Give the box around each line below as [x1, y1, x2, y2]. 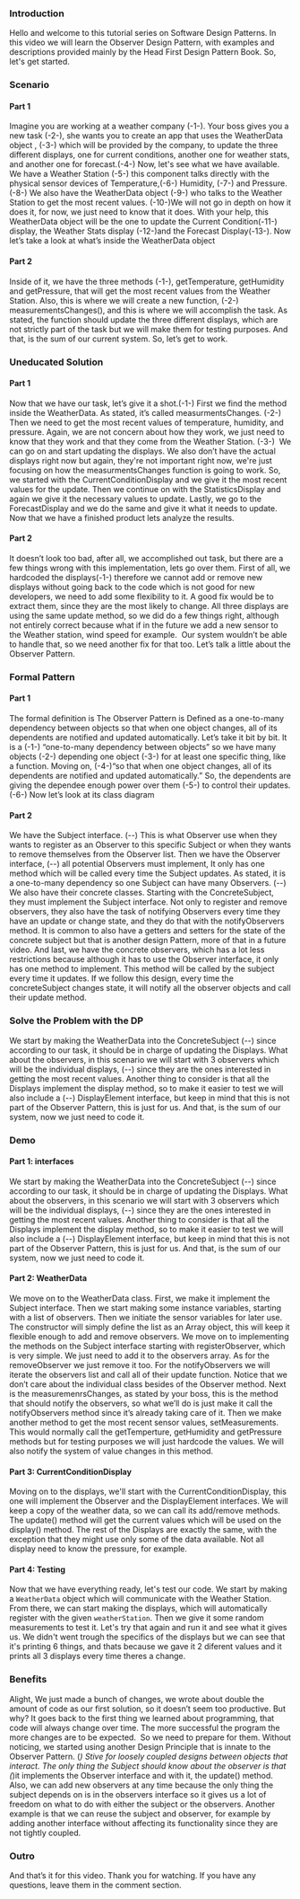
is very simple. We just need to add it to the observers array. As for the [9, 1350, 270, 1361]
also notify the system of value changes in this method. [9, 1445, 213, 1456]
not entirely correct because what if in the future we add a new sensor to [9, 619, 279, 631]
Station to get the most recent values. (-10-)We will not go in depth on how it [9, 197, 292, 208]
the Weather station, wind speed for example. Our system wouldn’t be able [9, 629, 287, 640]
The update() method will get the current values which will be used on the [9, 1515, 282, 1525]
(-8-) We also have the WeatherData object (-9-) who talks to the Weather [9, 188, 283, 199]
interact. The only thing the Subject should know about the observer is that [9, 1760, 287, 1771]
